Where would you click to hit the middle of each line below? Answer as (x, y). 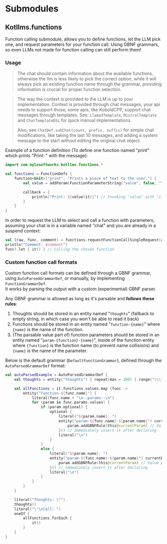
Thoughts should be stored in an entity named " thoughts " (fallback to (83, 314)
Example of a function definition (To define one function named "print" (77, 150)
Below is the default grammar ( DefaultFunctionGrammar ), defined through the (83, 361)
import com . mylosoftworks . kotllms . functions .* (54, 165)
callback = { (37, 192)
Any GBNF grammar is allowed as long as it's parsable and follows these (80, 299)
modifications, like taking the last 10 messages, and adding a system (87, 135)
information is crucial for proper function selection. (69, 89)
